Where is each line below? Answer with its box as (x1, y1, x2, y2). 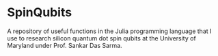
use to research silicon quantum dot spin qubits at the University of (7, 34, 196, 42)
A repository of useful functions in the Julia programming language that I (7, 27, 212, 35)
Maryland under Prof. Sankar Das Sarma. (7, 41, 122, 49)
